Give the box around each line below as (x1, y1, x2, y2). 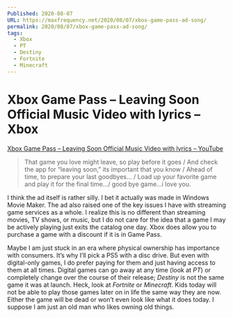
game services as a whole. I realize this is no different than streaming (7, 208, 206, 216)
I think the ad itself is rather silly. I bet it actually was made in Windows (7, 193, 210, 201)
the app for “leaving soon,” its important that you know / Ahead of (24, 165, 214, 174)
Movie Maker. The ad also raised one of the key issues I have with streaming (7, 201, 226, 209)
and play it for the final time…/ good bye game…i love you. (24, 180, 191, 188)
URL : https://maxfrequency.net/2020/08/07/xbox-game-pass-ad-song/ (7, 17, 207, 24)
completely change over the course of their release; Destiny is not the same (7, 273, 225, 281)
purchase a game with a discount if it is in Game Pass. (7, 230, 162, 238)
